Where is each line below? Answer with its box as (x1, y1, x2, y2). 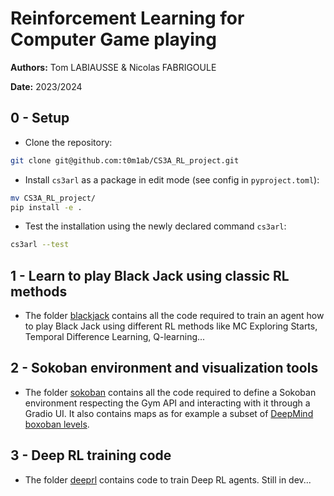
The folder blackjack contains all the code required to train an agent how (24, 310, 325, 322)
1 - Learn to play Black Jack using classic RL (10, 267, 290, 284)
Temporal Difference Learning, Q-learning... (24, 331, 206, 343)
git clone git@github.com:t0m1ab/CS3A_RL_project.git (10, 155, 240, 166)
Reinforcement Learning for (10, 7, 245, 30)
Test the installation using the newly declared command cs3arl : (24, 220, 287, 232)
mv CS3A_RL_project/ (10, 193, 97, 203)
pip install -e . (10, 202, 83, 212)
